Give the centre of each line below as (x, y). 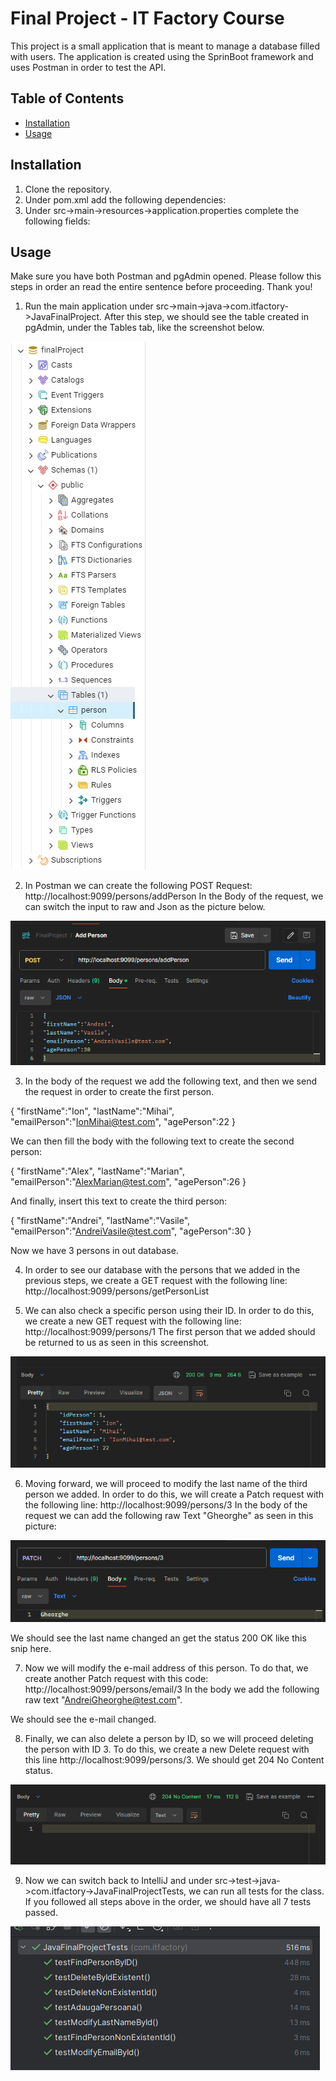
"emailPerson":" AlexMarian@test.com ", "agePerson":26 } (128, 1181)
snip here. (31, 1649)
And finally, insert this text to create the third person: (119, 1201)
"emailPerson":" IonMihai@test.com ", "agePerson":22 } (123, 1121)
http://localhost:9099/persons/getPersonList (117, 1291)
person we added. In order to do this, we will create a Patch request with (174, 1494)
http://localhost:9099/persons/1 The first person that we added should (170, 1331)
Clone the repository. (68, 189)
